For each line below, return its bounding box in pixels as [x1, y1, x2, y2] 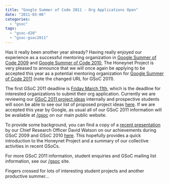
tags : [5, 26, 17, 31]
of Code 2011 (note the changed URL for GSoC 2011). [5, 76, 115, 82]
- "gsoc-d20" [10, 31, 37, 36]
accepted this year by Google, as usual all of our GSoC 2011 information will [5, 106, 162, 113]
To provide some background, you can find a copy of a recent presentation [5, 121, 161, 128]
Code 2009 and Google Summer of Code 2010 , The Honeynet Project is [5, 60, 154, 66]
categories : [5, 17, 30, 22]
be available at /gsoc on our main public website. [5, 112, 107, 118]
